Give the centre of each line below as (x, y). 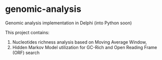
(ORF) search (26, 53)
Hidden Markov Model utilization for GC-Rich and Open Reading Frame (85, 47)
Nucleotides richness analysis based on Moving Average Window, (80, 42)
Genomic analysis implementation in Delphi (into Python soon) (69, 23)
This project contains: (27, 32)
